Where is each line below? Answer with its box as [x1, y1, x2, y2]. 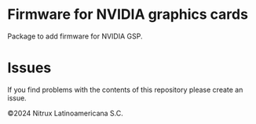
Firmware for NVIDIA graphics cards [7, 5, 249, 24]
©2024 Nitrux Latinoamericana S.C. [7, 108, 123, 118]
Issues [7, 59, 52, 77]
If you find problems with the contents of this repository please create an [7, 85, 243, 94]
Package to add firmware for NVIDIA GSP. [7, 31, 143, 41]
